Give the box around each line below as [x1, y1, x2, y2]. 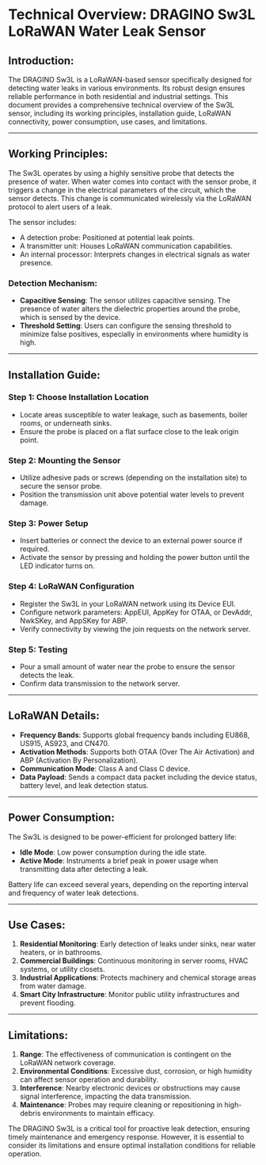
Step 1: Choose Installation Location [8, 392, 149, 403]
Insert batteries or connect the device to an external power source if [19, 536, 243, 546]
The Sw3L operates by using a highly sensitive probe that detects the [8, 168, 235, 177]
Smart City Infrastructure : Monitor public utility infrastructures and [19, 990, 240, 999]
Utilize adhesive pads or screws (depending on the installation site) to [19, 473, 248, 482]
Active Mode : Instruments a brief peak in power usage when [19, 855, 218, 865]
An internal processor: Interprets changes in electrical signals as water [19, 249, 251, 259]
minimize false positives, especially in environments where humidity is [19, 329, 249, 339]
